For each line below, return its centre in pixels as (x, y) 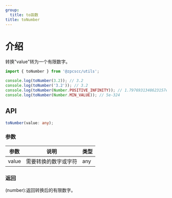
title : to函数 (24, 15)
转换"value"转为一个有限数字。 (38, 62)
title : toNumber (23, 19)
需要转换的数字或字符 (52, 161)
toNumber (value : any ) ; (29, 123)
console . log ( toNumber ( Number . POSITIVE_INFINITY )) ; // (64, 90)
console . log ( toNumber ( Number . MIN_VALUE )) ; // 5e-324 (63, 95)
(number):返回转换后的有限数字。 (40, 190)
